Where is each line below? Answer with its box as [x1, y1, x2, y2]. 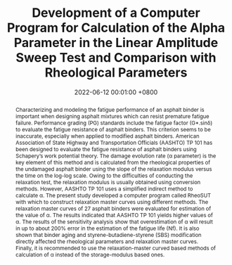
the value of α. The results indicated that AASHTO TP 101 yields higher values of [15, 211, 214, 219]
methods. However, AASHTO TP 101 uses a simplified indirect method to [15, 185, 193, 193]
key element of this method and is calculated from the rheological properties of [15, 158, 211, 166]
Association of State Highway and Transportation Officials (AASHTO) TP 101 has [15, 138, 213, 146]
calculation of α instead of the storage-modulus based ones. [15, 251, 165, 258]
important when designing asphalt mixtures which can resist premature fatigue [15, 112, 210, 120]
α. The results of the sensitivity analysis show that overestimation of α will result [15, 218, 214, 226]
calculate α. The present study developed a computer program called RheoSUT [15, 191, 211, 199]
